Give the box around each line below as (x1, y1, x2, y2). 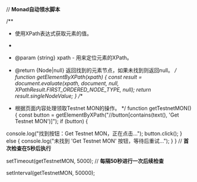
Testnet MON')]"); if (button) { (14, 118, 88, 124)
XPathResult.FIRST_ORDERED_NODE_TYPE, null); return (14, 86, 151, 93)
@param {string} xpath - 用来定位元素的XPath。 (14, 54, 132, 61)
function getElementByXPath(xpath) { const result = (14, 74, 142, 80)
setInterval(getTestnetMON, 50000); (6, 170, 96, 176)
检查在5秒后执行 (11, 145, 52, 152)
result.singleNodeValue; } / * (14, 92, 83, 99)
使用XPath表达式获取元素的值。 (14, 30, 93, 37)
